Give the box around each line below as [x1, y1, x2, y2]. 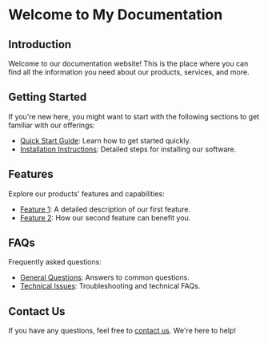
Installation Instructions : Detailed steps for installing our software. [19, 144, 237, 154]
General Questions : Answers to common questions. [19, 272, 190, 282]
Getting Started [8, 91, 87, 104]
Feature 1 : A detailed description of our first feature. [19, 204, 190, 214]
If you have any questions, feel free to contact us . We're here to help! [8, 326, 237, 336]
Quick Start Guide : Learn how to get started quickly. [19, 135, 191, 145]
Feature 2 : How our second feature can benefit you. [19, 212, 191, 222]
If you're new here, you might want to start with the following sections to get [8, 111, 260, 121]
